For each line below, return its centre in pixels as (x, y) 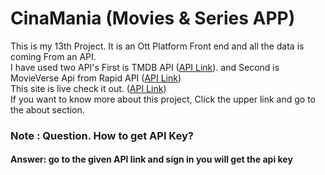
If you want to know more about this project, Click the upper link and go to (163, 99)
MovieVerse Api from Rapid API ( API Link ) (96, 78)
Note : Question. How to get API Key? (102, 135)
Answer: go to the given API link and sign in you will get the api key (151, 159)
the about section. (47, 109)
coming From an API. (53, 56)
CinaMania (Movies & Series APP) (153, 18)
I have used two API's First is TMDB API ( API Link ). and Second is (145, 67)
